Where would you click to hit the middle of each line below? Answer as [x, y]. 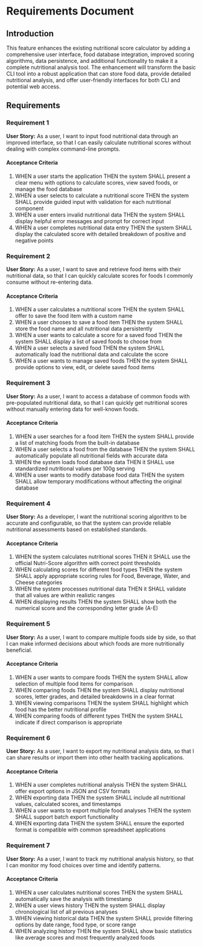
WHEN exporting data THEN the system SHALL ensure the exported [99, 824]
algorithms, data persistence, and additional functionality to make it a [92, 61]
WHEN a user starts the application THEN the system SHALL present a [103, 176]
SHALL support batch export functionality [67, 817]
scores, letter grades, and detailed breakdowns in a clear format [95, 696]
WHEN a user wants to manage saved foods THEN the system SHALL [101, 361]
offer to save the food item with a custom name [74, 316]
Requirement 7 [28, 845]
